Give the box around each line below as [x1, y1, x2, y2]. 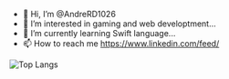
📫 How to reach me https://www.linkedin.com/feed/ [22, 38, 220, 49]
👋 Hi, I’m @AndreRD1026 [22, 9, 117, 19]
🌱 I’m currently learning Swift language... [22, 28, 176, 38]
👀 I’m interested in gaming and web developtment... [22, 18, 216, 29]
